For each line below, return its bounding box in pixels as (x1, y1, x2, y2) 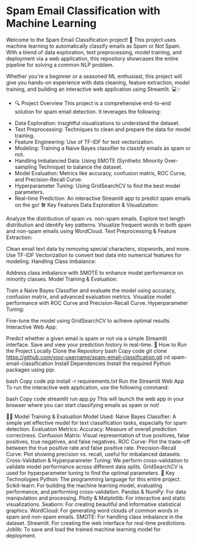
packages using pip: (6, 366, 55, 373)
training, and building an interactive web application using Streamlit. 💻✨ (6, 86, 182, 93)
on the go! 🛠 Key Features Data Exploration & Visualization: (14, 201, 159, 208)
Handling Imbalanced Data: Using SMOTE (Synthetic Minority (14, 157, 163, 164)
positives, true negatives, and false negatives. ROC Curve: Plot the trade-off (6, 438, 191, 445)
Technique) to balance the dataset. (38, 163, 123, 170)
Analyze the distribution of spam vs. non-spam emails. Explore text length (6, 215, 185, 222)
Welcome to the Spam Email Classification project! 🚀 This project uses (6, 36, 176, 43)
